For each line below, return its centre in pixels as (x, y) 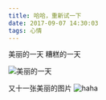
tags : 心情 (25, 30)
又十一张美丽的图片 (40, 88)
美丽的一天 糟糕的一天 (45, 54)
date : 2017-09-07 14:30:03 (53, 23)
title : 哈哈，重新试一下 (45, 16)
